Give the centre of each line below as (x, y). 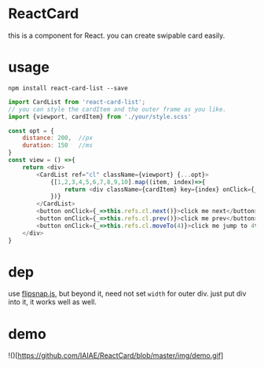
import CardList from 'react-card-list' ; (77, 102)
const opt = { (31, 131)
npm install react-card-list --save (68, 88)
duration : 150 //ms (57, 145)
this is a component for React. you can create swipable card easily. (117, 35)
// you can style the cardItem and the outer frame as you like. (117, 109)
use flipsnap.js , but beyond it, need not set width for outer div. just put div (127, 294)
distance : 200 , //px (57, 138)
